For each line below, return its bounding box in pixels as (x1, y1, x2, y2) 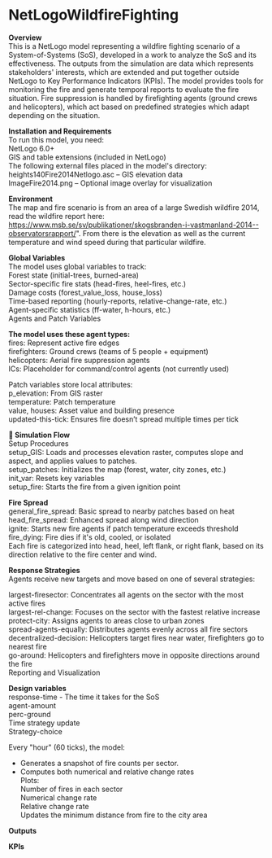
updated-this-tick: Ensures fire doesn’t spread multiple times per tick (8, 414, 240, 424)
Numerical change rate (19, 792, 97, 803)
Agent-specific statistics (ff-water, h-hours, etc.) (8, 304, 171, 314)
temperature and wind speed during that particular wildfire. (8, 237, 206, 247)
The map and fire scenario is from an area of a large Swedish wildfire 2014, (8, 202, 260, 212)
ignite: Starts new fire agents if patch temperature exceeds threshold (8, 523, 239, 533)
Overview (8, 33, 42, 42)
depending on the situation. (8, 110, 101, 120)
